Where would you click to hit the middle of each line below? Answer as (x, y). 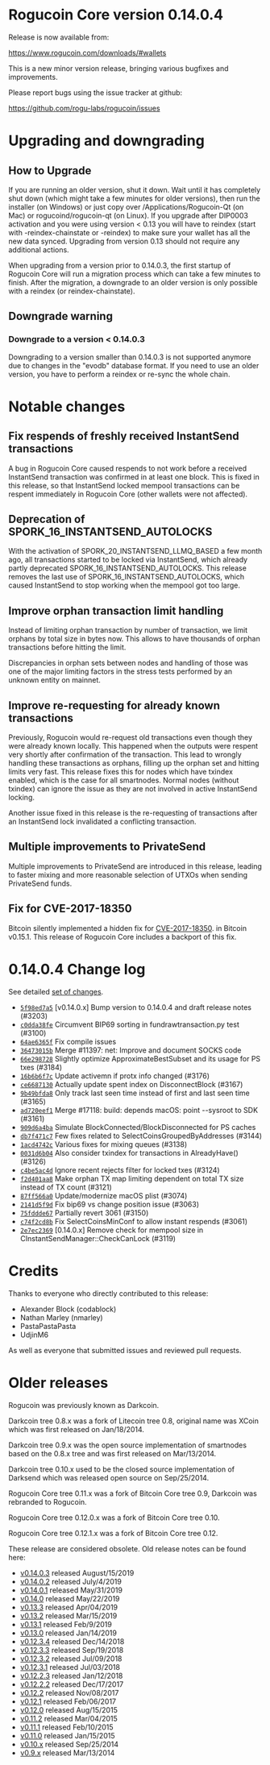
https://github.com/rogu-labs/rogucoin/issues (84, 108)
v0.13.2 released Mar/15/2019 (69, 1615)
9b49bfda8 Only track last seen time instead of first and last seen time (135, 1093)
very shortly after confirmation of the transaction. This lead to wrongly (125, 754)
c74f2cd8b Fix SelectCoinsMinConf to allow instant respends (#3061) (134, 1221)
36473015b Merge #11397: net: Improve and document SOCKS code (131, 1050)
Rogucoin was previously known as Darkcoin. (84, 1405)
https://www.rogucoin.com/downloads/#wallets (87, 52)
